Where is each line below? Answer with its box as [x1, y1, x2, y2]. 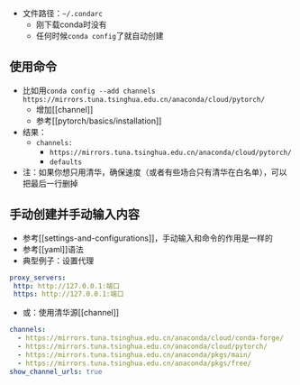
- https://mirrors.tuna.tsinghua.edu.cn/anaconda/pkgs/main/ [17, 350, 252, 359]
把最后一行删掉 [22, 178, 78, 188]
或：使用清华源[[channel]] [22, 307, 120, 318]
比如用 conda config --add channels [22, 85, 156, 96]
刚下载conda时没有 [35, 19, 107, 30]
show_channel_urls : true [9, 367, 103, 376]
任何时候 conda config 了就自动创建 [35, 31, 164, 41]
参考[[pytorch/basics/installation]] [35, 115, 162, 126]
